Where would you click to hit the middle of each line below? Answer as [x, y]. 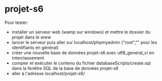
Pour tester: [16, 22]
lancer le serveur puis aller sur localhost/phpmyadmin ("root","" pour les [84, 42]
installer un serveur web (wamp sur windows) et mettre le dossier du [81, 32]
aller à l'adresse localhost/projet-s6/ [48, 73]
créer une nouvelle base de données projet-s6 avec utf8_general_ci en [83, 53]
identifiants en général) [35, 47]
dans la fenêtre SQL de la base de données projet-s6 [65, 68]
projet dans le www [31, 37]
